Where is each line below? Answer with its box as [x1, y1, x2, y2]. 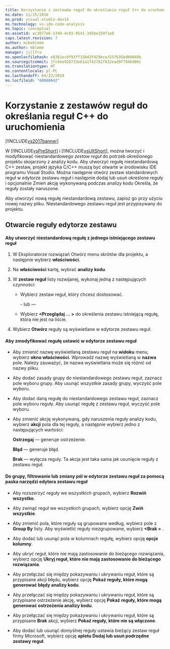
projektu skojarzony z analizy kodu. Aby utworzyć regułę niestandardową [5, 158, 158, 164]
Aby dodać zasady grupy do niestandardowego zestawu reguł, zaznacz [12, 375, 162, 381]
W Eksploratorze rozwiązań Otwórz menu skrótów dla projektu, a [12, 251, 148, 257]
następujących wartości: [12, 427, 64, 433]
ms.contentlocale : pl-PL [5, 69, 58, 74]
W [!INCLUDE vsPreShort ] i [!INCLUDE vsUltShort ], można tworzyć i [5, 148, 145, 154]
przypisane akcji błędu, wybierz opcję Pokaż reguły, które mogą [12, 576, 148, 582]
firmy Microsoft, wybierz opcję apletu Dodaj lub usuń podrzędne [12, 633, 149, 639]
